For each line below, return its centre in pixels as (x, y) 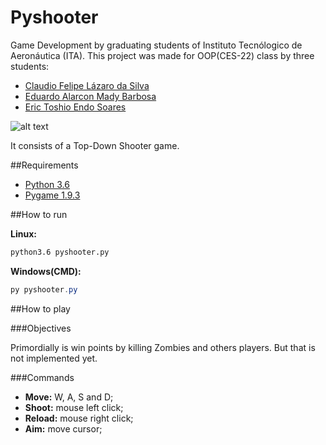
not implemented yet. (54, 358)
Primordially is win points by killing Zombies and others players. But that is (163, 347)
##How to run (39, 214)
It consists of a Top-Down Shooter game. (95, 145)
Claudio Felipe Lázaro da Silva (87, 85)
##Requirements (44, 165)
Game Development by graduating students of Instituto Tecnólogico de (156, 45)
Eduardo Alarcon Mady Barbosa (90, 96)
